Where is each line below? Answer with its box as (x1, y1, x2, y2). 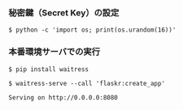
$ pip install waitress (8, 65, 89, 74)
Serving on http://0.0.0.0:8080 (8, 93, 118, 102)
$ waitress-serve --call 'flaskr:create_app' (8, 79, 165, 87)
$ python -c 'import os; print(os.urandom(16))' (8, 26, 176, 34)
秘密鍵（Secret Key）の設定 (8, 6, 120, 18)
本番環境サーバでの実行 (8, 46, 100, 57)
